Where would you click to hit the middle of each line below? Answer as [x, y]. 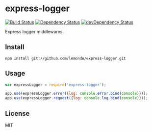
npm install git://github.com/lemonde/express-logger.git [65, 58]
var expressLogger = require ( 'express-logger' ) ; [56, 85]
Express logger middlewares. [34, 31]
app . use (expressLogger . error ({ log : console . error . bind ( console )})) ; [76, 94]
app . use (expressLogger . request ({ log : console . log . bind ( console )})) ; [76, 98]
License [17, 113]
